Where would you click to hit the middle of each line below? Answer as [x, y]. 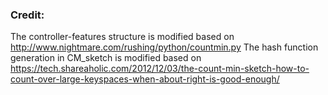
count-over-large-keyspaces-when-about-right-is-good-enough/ [145, 79]
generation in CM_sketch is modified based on [106, 58]
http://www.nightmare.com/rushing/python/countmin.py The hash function [164, 47]
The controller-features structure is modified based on [122, 37]
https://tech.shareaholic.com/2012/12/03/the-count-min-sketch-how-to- [160, 69]
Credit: [27, 15]
